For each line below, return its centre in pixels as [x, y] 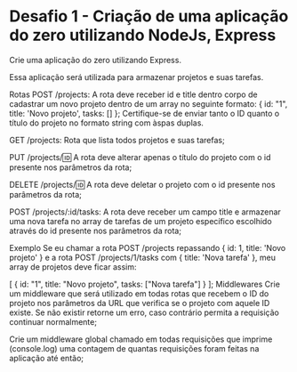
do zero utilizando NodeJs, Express [143, 35]
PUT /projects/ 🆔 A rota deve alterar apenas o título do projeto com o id [140, 157]
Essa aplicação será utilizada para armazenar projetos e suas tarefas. [136, 77]
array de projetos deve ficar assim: [73, 267]
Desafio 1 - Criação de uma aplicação [149, 16]
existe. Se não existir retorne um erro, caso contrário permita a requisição [144, 312]
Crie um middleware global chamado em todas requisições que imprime [141, 339]
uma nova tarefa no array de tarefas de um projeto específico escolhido [141, 221]
